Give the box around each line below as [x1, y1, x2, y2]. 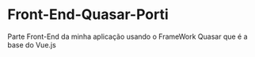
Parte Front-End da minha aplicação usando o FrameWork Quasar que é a [7, 32, 248, 41]
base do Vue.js [7, 40, 56, 49]
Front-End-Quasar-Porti [7, 6, 169, 24]
